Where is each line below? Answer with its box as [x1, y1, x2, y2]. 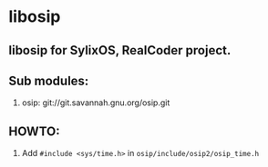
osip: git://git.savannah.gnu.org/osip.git [21, 97, 170, 108]
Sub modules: [8, 73, 89, 88]
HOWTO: [8, 123, 60, 139]
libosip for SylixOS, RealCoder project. [8, 43, 232, 58]
